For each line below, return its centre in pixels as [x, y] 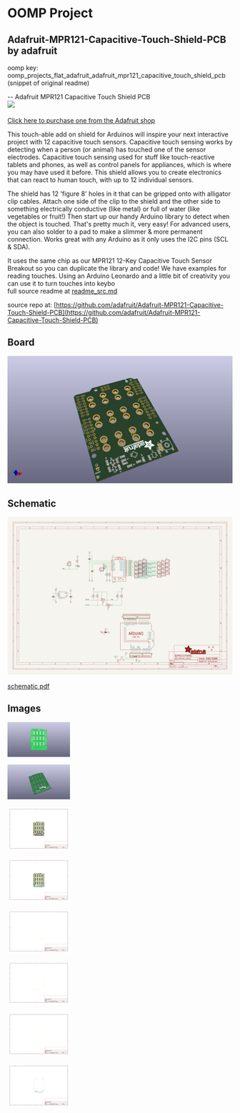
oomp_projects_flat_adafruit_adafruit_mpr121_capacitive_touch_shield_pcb [117, 75]
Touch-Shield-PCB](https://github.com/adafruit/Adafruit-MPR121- [104, 313]
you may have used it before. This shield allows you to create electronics [115, 172]
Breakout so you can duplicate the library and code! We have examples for [117, 268]
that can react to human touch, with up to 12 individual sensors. [101, 180]
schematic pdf [29, 686]
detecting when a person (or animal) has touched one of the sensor [107, 149]
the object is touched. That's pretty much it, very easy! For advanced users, [119, 224]
